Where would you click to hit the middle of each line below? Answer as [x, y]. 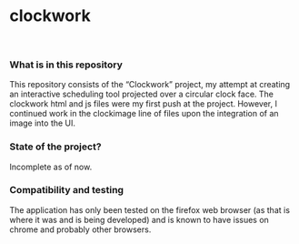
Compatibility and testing [67, 190]
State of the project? [55, 147]
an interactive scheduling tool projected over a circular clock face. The [142, 94]
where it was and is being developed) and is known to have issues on [140, 219]
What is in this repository [66, 65]
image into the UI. [42, 123]
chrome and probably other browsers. [80, 229]
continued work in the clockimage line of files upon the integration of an [144, 114]
